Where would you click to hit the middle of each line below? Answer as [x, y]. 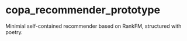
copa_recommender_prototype [83, 10]
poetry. [14, 32]
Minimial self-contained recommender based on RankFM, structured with [93, 26]
